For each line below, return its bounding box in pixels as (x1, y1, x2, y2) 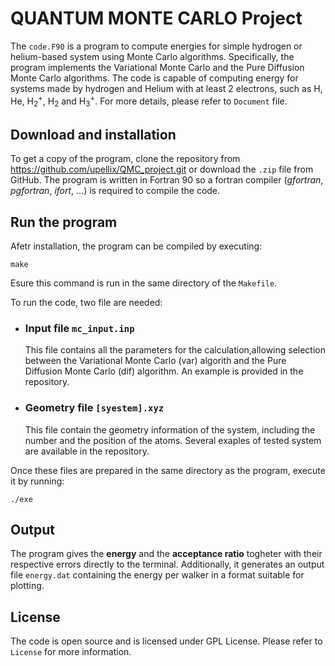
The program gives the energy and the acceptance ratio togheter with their (10, 548, 323, 560)
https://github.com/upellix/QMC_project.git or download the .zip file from (10, 163, 314, 176)
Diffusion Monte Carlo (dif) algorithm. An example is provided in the (24, 365, 304, 377)
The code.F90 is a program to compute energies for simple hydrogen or (10, 40, 303, 52)
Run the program (10, 213, 118, 231)
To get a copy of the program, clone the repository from (10, 153, 241, 165)
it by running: (10, 475, 65, 487)
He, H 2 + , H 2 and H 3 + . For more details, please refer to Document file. (10, 93, 288, 109)
